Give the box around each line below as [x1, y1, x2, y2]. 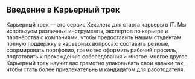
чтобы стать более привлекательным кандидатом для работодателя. [6, 66, 185, 73]
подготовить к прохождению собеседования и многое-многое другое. [6, 52, 190, 60]
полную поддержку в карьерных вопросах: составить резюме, [6, 40, 170, 47]
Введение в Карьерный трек [6, 5, 120, 15]
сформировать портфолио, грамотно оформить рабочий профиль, [6, 46, 178, 54]
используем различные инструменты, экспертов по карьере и [6, 27, 168, 34]
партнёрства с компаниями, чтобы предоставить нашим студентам [6, 33, 182, 41]
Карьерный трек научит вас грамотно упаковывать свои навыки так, [6, 59, 185, 66]
